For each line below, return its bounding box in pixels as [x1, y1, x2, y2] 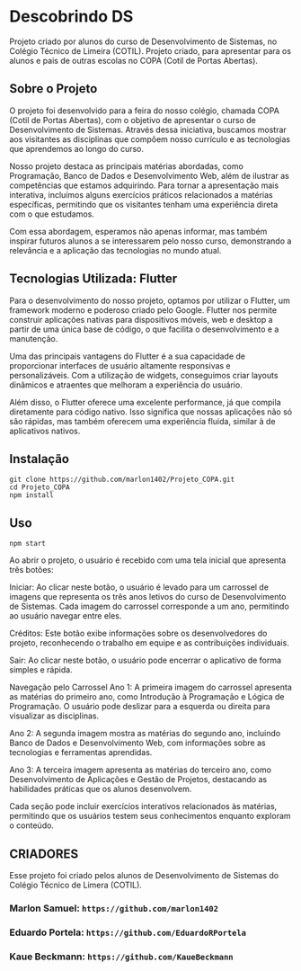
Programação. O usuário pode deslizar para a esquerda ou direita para [9, 701, 271, 712]
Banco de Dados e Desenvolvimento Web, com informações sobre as [9, 737, 267, 748]
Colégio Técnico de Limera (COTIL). [9, 879, 142, 890]
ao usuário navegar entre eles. [9, 610, 122, 621]
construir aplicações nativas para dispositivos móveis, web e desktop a [9, 314, 273, 325]
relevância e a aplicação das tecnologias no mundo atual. [9, 245, 222, 255]
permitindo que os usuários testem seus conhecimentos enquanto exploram [9, 811, 291, 822]
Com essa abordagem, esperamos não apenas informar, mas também [9, 226, 268, 236]
